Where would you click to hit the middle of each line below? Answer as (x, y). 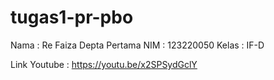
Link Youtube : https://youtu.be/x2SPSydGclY (104, 64)
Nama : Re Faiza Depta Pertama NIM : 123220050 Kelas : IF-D (137, 45)
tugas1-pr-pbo (72, 17)
